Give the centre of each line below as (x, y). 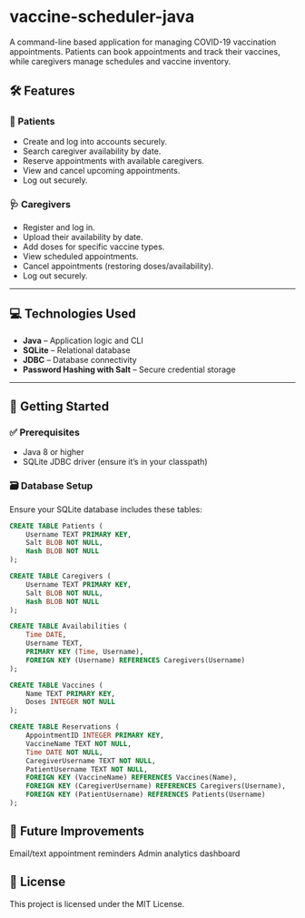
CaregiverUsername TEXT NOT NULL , (91, 761)
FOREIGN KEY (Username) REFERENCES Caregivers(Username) (136, 660)
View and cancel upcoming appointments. (101, 170)
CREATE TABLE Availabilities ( (69, 626)
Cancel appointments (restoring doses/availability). (118, 266)
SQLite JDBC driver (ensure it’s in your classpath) (115, 462)
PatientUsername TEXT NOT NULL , (87, 769)
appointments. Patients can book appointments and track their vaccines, (145, 51)
